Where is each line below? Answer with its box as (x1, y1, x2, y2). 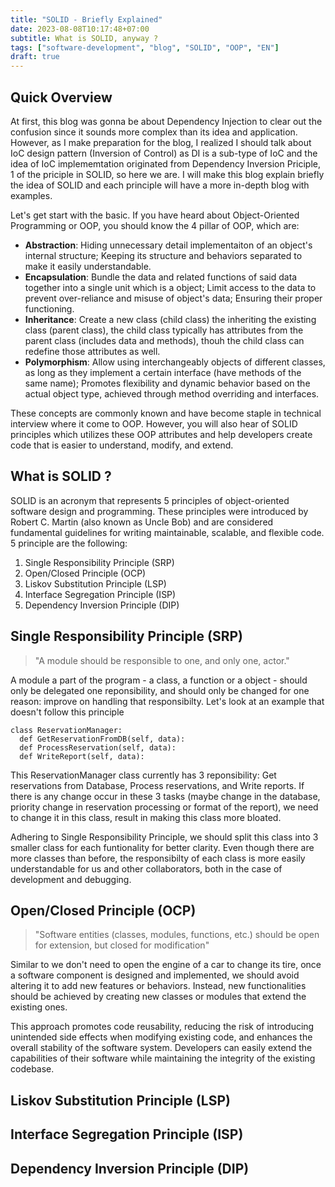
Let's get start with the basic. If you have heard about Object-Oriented (10, 209, 300, 221)
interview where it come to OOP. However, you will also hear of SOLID (10, 417, 298, 430)
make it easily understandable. (24, 260, 152, 272)
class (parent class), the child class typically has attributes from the (24, 324, 304, 336)
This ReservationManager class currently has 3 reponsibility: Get (10, 769, 277, 781)
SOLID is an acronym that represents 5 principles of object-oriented (10, 494, 290, 506)
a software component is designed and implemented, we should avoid (10, 969, 300, 981)
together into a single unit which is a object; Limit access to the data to (24, 281, 317, 293)
